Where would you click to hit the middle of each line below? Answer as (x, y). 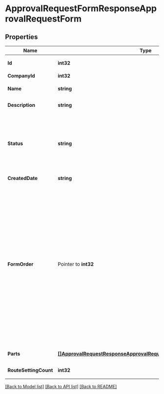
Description (21, 105)
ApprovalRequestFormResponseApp (81, 9)
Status (15, 143)
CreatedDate (23, 178)
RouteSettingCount (30, 370)
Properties (21, 37)
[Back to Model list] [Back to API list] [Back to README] (61, 386)
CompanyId (21, 76)
